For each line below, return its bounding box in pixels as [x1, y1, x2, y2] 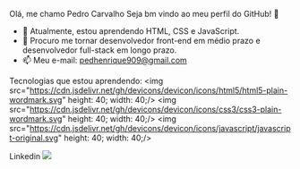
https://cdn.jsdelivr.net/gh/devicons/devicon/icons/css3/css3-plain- [30, 104, 282, 114]
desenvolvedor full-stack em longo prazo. [21, 45, 177, 55]
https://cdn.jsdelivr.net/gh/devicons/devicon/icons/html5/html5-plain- [30, 85, 288, 96]
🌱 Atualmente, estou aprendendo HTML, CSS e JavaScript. [21, 26, 240, 36]
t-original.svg [9, 132, 59, 143]
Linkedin [9, 151, 41, 161]
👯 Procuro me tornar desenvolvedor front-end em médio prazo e [21, 36, 261, 46]
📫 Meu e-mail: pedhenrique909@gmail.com [21, 55, 188, 65]
